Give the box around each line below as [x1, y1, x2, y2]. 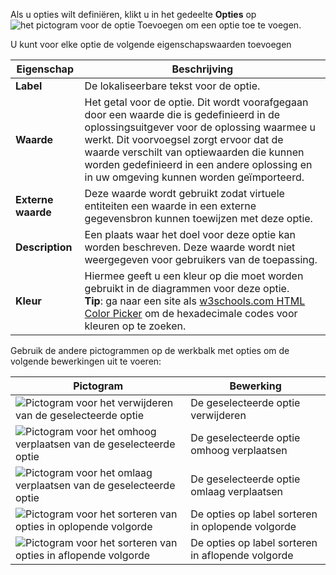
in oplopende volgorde [190, 520, 297, 533]
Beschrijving [171, 62, 234, 76]
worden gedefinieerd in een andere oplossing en [84, 158, 313, 171]
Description [15, 240, 73, 254]
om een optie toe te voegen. [185, 19, 302, 31]
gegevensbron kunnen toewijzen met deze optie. [84, 212, 313, 225]
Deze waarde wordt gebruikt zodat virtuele [84, 187, 285, 200]
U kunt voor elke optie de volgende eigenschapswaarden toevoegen [10, 39, 292, 50]
